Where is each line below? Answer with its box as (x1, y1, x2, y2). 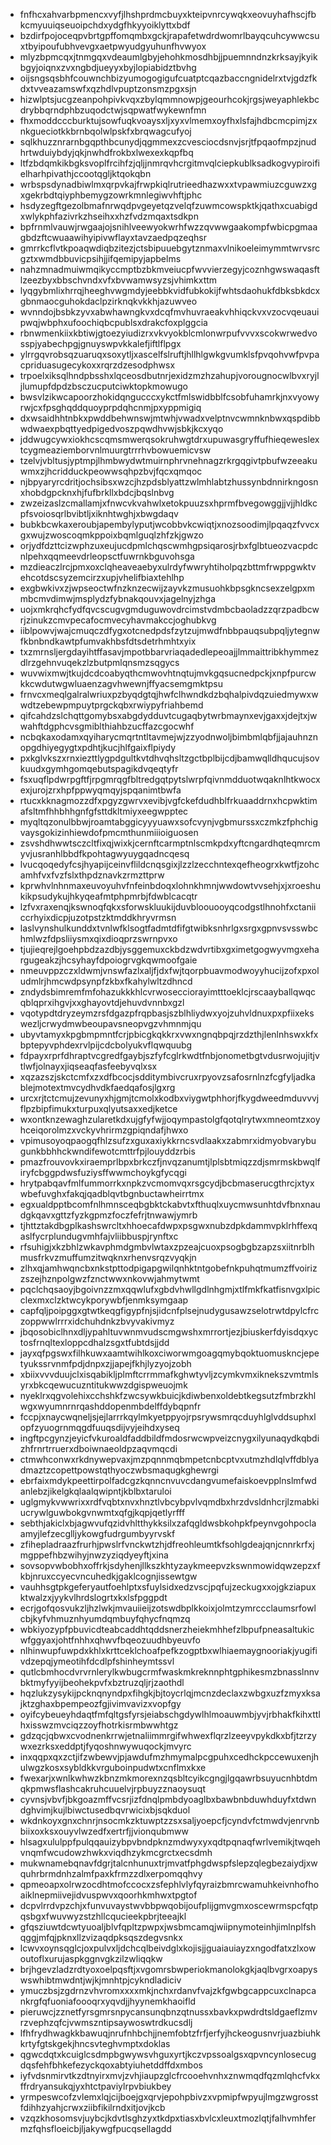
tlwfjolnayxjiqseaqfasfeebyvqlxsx (19, 1060, 158, 1072)
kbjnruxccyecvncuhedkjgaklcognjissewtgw (19, 1570, 198, 1582)
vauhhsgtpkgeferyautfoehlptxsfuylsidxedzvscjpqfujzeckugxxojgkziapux (19, 1581, 317, 1593)
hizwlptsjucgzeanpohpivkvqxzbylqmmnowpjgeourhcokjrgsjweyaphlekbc (19, 94, 320, 105)
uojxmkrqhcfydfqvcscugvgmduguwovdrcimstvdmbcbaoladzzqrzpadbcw (19, 604, 320, 615)
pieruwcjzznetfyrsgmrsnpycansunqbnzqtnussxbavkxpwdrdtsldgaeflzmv (19, 2006, 318, 2018)
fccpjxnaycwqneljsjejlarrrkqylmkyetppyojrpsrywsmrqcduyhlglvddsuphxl (19, 1411, 317, 1423)
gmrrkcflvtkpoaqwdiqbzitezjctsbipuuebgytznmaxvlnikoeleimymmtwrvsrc (19, 242, 321, 254)
